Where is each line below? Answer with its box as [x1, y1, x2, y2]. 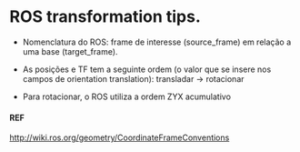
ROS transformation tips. [9, 6, 202, 27]
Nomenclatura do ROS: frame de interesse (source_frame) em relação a [22, 36, 292, 47]
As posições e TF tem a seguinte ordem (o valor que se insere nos [22, 64, 272, 75]
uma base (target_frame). [22, 46, 118, 56]
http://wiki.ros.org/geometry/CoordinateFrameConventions [9, 132, 230, 143]
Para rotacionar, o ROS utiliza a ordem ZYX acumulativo [22, 91, 232, 102]
